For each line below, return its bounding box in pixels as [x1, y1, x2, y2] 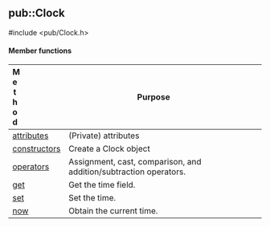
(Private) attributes [67, 130, 140, 141]
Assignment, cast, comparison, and [67, 156, 202, 168]
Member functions [8, 46, 72, 55]
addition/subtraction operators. [67, 166, 186, 177]
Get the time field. [67, 180, 136, 191]
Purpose [137, 91, 170, 103]
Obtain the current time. [67, 205, 158, 217]
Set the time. [67, 193, 117, 204]
